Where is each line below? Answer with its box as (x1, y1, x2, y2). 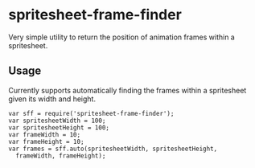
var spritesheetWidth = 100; (8, 117, 106, 125)
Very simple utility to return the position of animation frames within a (8, 32, 235, 42)
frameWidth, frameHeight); (15, 151, 106, 160)
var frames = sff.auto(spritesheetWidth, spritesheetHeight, (8, 145, 218, 153)
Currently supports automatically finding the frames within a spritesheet (8, 85, 247, 95)
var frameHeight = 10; (8, 137, 84, 145)
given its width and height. (8, 94, 97, 104)
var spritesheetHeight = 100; (8, 123, 110, 132)
